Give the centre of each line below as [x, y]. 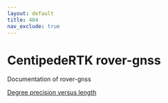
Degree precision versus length [52, 93]
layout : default [30, 13]
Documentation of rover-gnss [49, 79]
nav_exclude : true [34, 26]
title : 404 [23, 20]
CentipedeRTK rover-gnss [84, 60]
